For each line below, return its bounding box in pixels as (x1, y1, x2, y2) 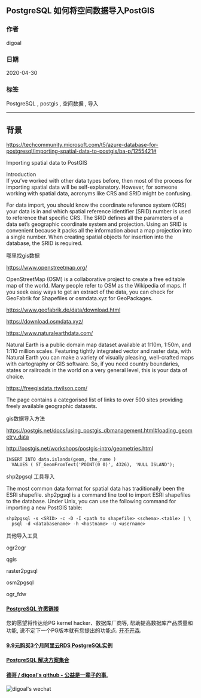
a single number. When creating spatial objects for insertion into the (6, 233, 173, 241)
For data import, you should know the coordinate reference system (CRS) (6, 201, 187, 209)
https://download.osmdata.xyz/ (6, 318, 84, 325)
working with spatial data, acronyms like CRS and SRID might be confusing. (6, 190, 192, 197)
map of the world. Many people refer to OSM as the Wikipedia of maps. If (6, 282, 187, 289)
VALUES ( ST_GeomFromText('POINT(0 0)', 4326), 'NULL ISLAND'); (11, 462, 175, 468)
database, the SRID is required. (6, 240, 83, 247)
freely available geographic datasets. (6, 403, 98, 410)
